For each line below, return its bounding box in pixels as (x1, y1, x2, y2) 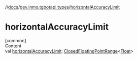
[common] (5, 37, 26, 43)
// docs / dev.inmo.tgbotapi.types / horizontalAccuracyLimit (5, 4, 120, 10)
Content (5, 43, 22, 49)
